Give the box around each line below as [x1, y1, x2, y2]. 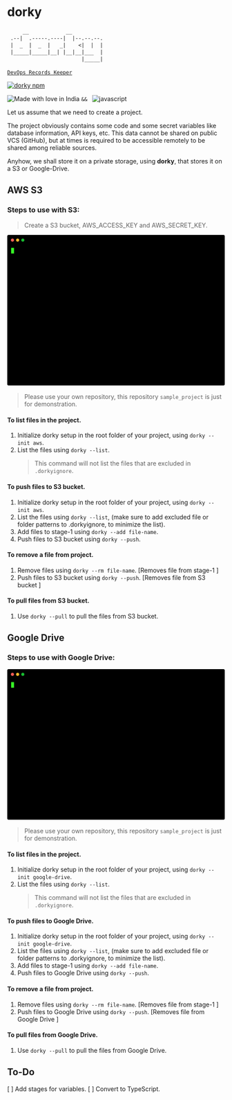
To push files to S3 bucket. [7, 482, 86, 490]
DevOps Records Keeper [7, 69, 72, 76]
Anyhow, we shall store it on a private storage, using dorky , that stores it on [7, 157, 222, 165]
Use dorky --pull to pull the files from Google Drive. [17, 1046, 167, 1054]
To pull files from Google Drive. [7, 1031, 98, 1039]
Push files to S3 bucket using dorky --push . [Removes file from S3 [17, 573, 206, 582]
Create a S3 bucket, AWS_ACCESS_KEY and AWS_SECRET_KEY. [23, 221, 208, 229]
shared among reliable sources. [7, 143, 97, 152]
